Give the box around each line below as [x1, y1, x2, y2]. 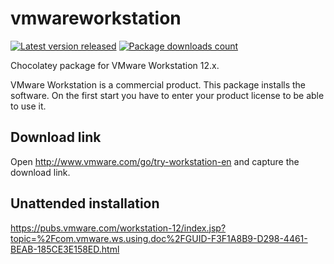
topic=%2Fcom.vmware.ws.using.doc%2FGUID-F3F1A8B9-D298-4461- [10, 232, 308, 244]
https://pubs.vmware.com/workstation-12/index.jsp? [10, 222, 227, 234]
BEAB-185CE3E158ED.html [10, 243, 120, 255]
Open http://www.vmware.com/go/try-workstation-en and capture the [10, 155, 300, 167]
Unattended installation [10, 195, 160, 212]
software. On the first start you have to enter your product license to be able [10, 89, 325, 101]
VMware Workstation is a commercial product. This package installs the [10, 78, 307, 91]
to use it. [10, 100, 47, 112]
